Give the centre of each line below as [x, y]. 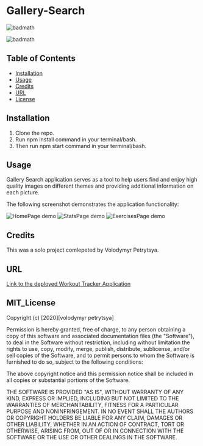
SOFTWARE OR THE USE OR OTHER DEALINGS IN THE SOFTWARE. [92, 437]
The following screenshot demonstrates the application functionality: [93, 204]
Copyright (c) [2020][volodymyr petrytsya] [60, 317]
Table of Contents [41, 58]
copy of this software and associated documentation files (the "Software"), [101, 336]
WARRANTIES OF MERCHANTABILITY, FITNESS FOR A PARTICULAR [92, 405]
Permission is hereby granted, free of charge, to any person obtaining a [96, 329]
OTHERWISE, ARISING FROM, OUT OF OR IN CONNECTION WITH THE [95, 431]
